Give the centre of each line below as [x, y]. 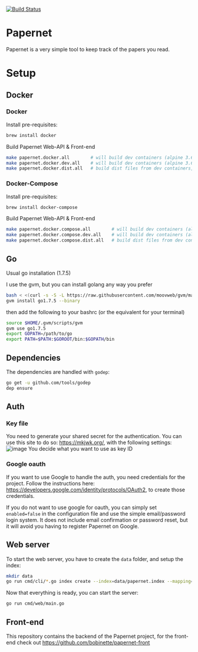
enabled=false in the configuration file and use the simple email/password [96, 513]
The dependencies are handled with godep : [58, 371]
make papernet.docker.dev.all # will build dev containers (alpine [95, 163]
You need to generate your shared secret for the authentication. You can [94, 436]
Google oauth [26, 464]
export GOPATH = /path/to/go [39, 334]
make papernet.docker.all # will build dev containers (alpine [95, 157]
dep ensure [19, 388]
